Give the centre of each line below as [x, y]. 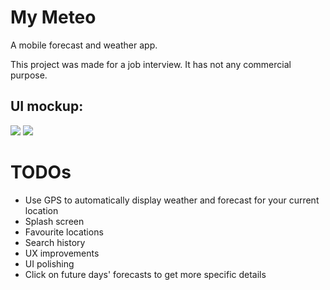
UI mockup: [47, 106]
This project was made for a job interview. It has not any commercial [151, 64]
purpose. [29, 75]
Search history [55, 242]
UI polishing [49, 263]
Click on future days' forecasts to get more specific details [145, 274]
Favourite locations [64, 232]
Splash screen [54, 221]
